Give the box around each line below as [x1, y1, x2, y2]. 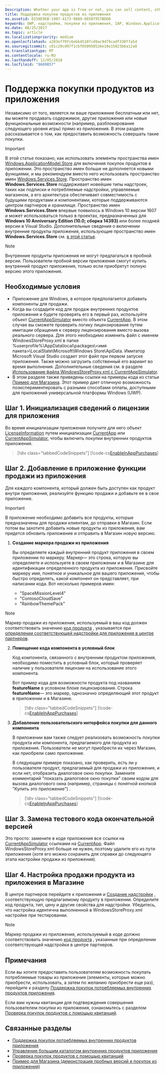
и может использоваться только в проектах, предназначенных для [5, 213, 146, 219]
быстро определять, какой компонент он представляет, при [12, 575, 139, 581]
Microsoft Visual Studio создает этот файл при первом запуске [12, 353, 143, 359]
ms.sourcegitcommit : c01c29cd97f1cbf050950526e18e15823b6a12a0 [5, 44, 137, 49]
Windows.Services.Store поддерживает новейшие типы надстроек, [5, 182, 148, 187]
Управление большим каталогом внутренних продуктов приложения [12, 1047, 158, 1053]
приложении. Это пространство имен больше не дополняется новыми [5, 166, 154, 172]
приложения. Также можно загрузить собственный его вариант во [12, 358, 153, 364]
